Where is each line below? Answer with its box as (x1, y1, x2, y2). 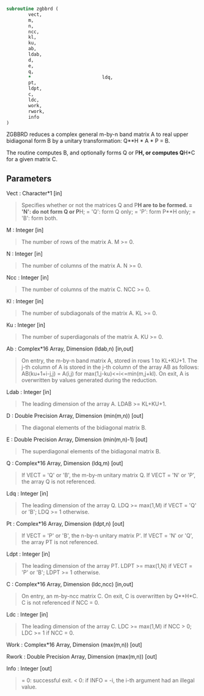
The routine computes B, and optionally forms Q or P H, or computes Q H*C (6, 149, 195, 156)
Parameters (6, 173, 52, 184)
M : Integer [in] (6, 227, 44, 234)
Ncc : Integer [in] (6, 274, 49, 281)
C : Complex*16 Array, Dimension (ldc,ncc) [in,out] (6, 581, 134, 588)
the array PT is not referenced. (21, 539, 99, 546)
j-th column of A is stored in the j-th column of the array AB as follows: (21, 363, 199, 371)
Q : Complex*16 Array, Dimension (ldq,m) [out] (6, 460, 123, 467)
